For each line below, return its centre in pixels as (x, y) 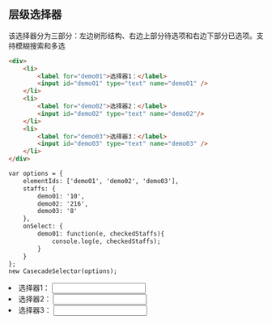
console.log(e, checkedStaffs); (106, 241)
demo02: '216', (63, 204)
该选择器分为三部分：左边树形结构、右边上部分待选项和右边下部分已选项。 (132, 36)
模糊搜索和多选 (40, 45)
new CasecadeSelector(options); (63, 271)
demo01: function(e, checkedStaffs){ (101, 234)
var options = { (36, 174)
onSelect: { (43, 226)
